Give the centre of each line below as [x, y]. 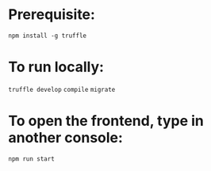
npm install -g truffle [48, 36]
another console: [65, 138]
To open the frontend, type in [106, 121]
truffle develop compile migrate [62, 89]
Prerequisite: [52, 15]
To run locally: [56, 67]
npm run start [32, 159]
